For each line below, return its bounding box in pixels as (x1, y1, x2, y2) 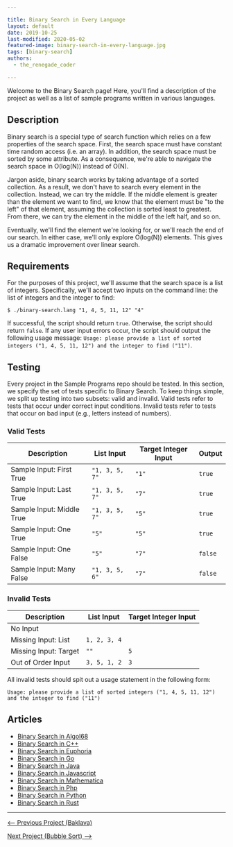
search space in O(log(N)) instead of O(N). (7, 162, 129, 170)
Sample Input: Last (10, 485, 71, 495)
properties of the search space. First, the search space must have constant (7, 139, 223, 148)
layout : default (7, 22, 54, 30)
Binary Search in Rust (17, 798, 80, 807)
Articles (7, 714, 43, 726)
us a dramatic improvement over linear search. (7, 240, 140, 248)
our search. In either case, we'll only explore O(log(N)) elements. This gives (7, 233, 223, 241)
